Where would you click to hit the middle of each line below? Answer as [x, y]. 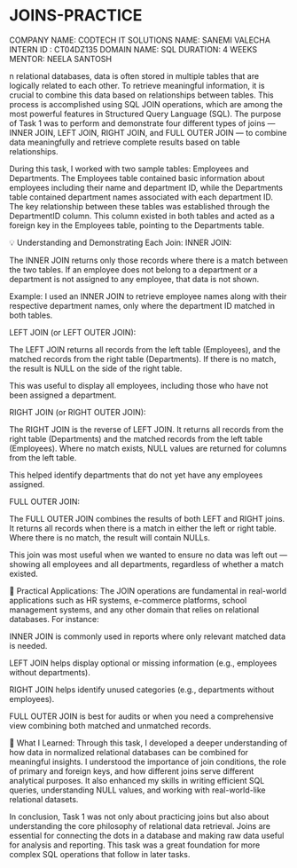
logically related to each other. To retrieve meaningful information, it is [137, 85]
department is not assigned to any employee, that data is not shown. [134, 279]
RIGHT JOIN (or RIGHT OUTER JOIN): [78, 412]
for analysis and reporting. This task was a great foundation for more [135, 845]
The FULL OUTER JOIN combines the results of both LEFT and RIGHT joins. [147, 518]
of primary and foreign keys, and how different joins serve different [132, 771]
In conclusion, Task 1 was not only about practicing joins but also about [139, 817]
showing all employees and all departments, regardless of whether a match [146, 564]
